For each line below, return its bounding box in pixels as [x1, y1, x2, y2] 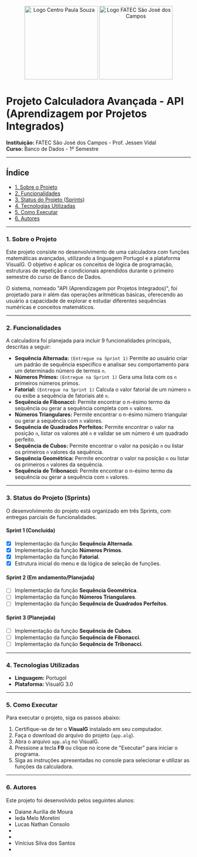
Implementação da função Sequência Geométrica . [14, 587, 138, 594]
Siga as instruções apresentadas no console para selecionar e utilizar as [14, 757, 190, 764]
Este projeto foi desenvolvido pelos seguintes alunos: [6, 796, 135, 803]
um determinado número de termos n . [14, 367, 107, 374]
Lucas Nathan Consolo [14, 821, 70, 828]
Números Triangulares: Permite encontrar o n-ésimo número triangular [14, 411, 188, 418]
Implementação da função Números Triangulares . [14, 593, 137, 600]
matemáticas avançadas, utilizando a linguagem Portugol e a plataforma [6, 255, 181, 262]
